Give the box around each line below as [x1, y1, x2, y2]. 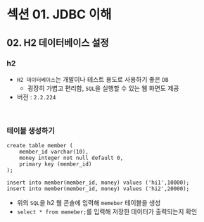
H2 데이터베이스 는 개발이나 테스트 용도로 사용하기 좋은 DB [16, 75, 169, 83]
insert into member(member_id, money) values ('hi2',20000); [6, 185, 190, 192]
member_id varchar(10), [19, 149, 89, 156]
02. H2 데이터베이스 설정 [6, 37, 110, 49]
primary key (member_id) [19, 161, 92, 168]
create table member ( [6, 142, 73, 149]
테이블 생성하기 [6, 125, 56, 135]
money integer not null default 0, [19, 154, 124, 162]
